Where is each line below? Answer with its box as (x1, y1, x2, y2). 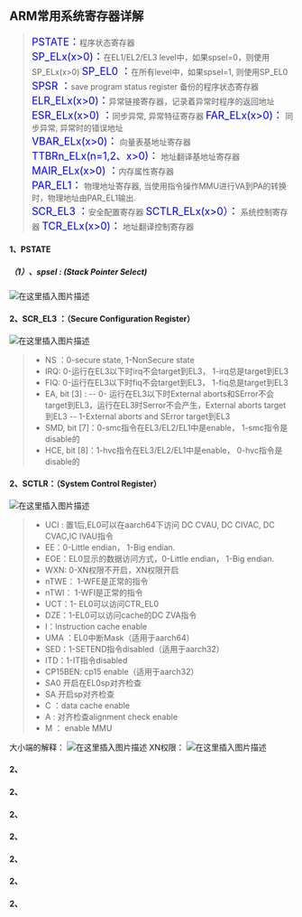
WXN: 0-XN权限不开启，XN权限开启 (44, 564, 179, 575)
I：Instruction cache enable (44, 621, 148, 632)
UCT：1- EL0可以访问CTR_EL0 (44, 598, 160, 609)
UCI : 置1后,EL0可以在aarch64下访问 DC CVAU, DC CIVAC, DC (44, 519, 275, 530)
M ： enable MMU (44, 722, 113, 734)
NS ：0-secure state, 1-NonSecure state (44, 354, 196, 365)
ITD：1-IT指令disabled (44, 654, 128, 666)
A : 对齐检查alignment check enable (44, 711, 178, 722)
